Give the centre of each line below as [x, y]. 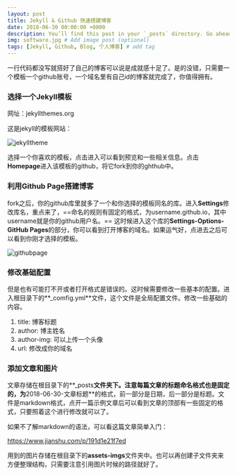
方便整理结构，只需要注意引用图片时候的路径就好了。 [85, 464]
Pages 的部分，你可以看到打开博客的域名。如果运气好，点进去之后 [125, 229]
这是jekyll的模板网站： [39, 129]
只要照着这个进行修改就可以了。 [66, 412]
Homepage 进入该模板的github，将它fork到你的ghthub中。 [92, 166]
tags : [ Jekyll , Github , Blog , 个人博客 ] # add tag [81, 47]
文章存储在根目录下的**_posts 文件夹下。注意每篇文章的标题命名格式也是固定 [119, 385]
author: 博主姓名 [41, 331]
